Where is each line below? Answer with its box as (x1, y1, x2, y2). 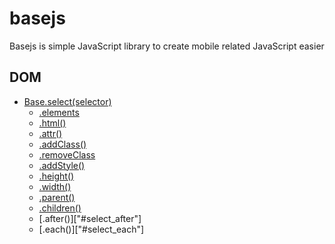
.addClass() (38, 138, 87, 150)
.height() (38, 170, 75, 182)
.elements (38, 106, 80, 118)
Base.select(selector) (23, 95, 112, 107)
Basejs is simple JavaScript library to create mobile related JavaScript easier (9, 40, 325, 52)
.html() (38, 117, 67, 129)
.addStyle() (38, 159, 86, 171)
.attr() (38, 127, 63, 139)
